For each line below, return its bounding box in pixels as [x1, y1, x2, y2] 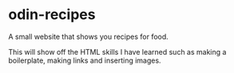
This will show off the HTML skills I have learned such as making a [8, 47, 227, 56]
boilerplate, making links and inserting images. [8, 56, 161, 65]
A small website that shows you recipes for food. [8, 32, 169, 41]
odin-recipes [8, 6, 96, 24]
